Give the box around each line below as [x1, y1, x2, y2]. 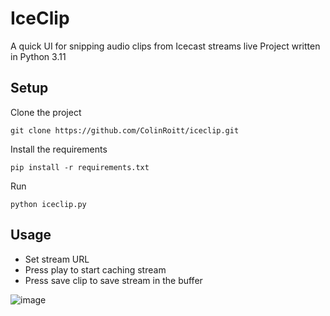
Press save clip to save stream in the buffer [24, 274, 203, 286]
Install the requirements [10, 143, 108, 155]
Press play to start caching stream [24, 263, 167, 276]
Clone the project [10, 106, 82, 118]
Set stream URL [24, 253, 90, 265]
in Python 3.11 [10, 50, 67, 62]
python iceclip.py [10, 199, 87, 209]
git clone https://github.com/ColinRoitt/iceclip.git [10, 125, 240, 136]
